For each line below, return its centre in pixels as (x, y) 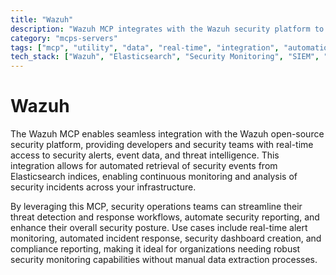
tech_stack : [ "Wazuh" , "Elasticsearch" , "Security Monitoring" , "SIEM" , (165, 57)
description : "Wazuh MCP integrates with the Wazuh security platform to (167, 29)
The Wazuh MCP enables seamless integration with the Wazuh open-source (167, 134)
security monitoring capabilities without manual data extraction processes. (164, 260)
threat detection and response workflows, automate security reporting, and (165, 217)
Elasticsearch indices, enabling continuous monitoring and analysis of (154, 177)
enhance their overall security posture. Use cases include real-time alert (159, 228)
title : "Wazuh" (42, 19)
